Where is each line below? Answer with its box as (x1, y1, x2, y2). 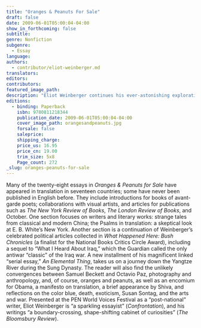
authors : (6, 59, 28, 65)
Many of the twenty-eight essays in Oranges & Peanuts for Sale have (6, 181, 177, 189)
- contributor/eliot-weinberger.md (11, 64, 100, 71)
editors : (6, 76, 28, 82)
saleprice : (17, 131, 44, 138)
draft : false (6, 14, 39, 20)
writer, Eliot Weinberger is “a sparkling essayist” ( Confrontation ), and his (6, 302, 185, 309)
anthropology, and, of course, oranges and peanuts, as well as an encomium (6, 277, 195, 284)
